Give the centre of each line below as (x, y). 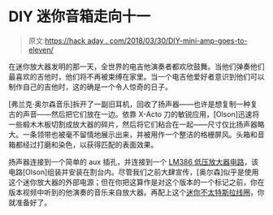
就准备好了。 (30, 202)
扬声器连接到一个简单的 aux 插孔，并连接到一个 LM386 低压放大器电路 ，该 (134, 161)
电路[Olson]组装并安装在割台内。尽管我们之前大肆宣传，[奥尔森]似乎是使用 (134, 172)
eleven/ (41, 49)
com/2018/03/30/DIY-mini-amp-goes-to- (178, 41)
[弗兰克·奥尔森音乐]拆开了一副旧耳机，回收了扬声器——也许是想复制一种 (130, 104)
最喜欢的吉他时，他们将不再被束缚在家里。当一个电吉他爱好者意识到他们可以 (136, 76)
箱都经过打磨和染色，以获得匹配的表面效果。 (83, 144)
